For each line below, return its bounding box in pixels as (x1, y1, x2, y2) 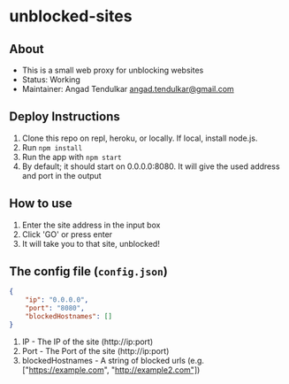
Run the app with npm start (21, 151, 122, 162)
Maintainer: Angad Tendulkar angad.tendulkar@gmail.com (21, 84, 234, 94)
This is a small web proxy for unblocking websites (21, 65, 204, 75)
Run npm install (21, 142, 83, 152)
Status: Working (21, 74, 81, 85)
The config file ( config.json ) (9, 264, 168, 280)
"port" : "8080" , (25, 303, 86, 313)
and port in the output (21, 170, 102, 180)
